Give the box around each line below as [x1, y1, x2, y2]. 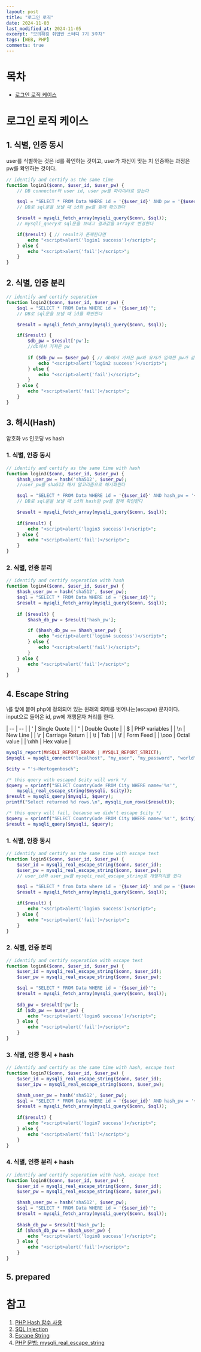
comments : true [6, 43, 44, 49]
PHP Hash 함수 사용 [14, 1319, 63, 1326]
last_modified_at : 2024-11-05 [6, 25, 82, 32]
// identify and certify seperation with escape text [6, 957, 144, 963]
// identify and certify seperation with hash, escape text [6, 1172, 160, 1178]
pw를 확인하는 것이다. [6, 165, 57, 172]
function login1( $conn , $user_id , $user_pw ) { [6, 182, 124, 188]
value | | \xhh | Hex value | [6, 738, 71, 745]
